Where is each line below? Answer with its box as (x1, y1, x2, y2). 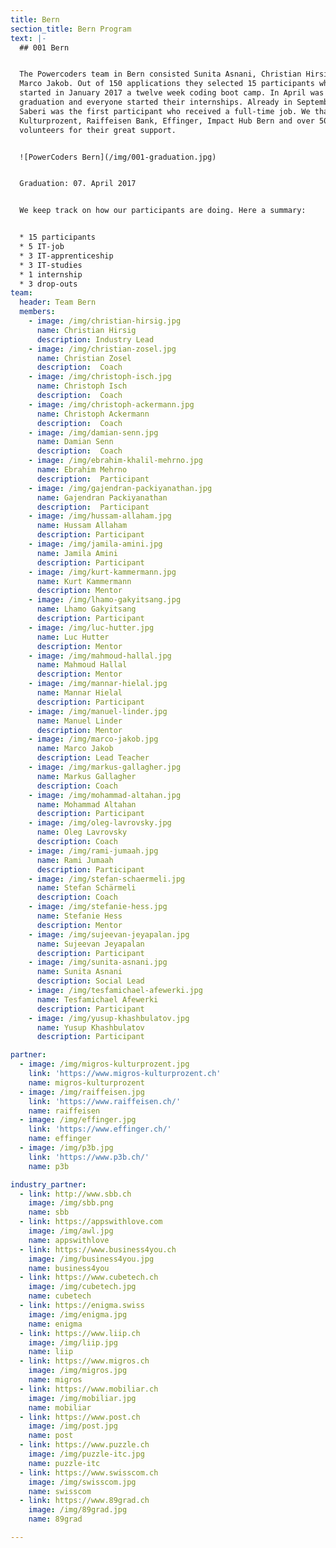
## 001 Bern (19, 42, 70, 53)
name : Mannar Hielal (36, 688, 123, 698)
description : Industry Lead (36, 334, 155, 345)
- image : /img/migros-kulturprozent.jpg (19, 1059, 190, 1070)
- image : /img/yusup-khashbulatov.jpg (28, 1013, 190, 1023)
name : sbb (28, 1207, 70, 1218)
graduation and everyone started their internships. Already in (19, 97, 293, 107)
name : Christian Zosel (36, 353, 132, 363)
